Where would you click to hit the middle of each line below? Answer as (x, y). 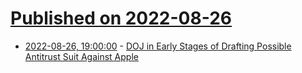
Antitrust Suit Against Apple (81, 56)
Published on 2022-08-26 (121, 18)
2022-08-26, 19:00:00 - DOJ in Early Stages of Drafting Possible (158, 46)
